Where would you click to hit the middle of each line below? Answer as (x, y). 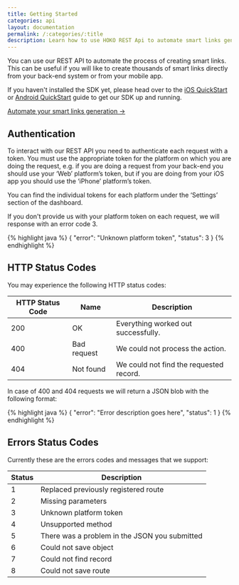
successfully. (138, 332)
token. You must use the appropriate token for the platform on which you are (119, 158)
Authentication (42, 134)
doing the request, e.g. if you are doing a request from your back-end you (116, 166)
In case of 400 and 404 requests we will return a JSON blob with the (108, 391)
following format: (32, 398)
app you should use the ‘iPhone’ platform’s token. (79, 181)
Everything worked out (154, 323)
